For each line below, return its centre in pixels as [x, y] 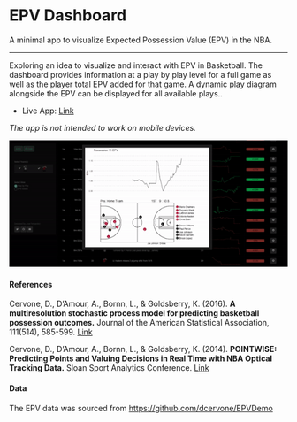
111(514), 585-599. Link [51, 332]
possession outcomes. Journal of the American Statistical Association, [139, 323]
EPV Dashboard [68, 15]
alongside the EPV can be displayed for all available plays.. [116, 93]
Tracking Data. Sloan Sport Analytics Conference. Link [109, 368]
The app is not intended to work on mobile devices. [103, 127]
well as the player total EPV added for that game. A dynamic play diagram [143, 84]
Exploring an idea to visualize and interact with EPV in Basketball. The [136, 65]
